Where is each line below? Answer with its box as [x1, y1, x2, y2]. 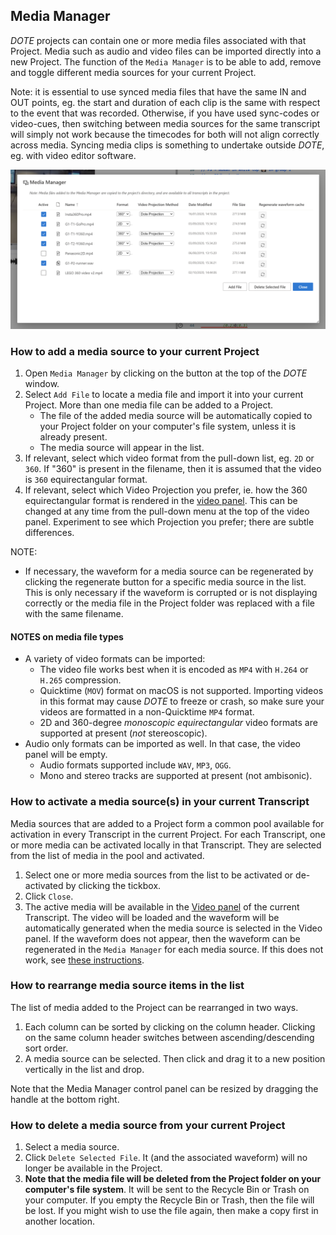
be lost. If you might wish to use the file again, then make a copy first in [24, 1205, 319, 1217]
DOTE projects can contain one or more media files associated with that [10, 34, 307, 46]
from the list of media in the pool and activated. [10, 849, 205, 861]
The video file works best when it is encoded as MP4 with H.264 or [39, 664, 309, 676]
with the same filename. [24, 608, 124, 620]
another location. [24, 1215, 96, 1228]
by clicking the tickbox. [65, 879, 162, 891]
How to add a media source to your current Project [10, 344, 260, 358]
